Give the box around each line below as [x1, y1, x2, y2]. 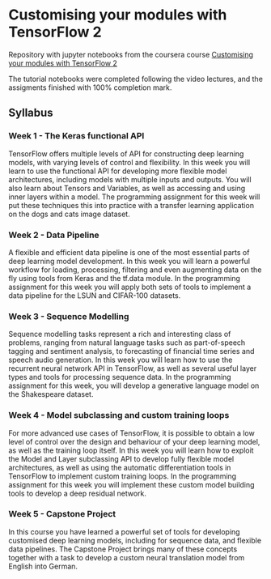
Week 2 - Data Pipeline [8, 229, 100, 241]
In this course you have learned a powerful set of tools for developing [8, 526, 240, 536]
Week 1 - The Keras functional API [8, 130, 145, 142]
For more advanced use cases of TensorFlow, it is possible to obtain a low [8, 428, 255, 438]
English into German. [8, 561, 78, 571]
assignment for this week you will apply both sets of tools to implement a [8, 282, 252, 292]
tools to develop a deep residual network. [8, 488, 147, 498]
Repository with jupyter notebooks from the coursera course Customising [8, 49, 253, 59]
